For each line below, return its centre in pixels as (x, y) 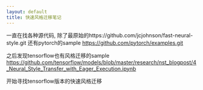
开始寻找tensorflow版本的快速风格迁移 (54, 81)
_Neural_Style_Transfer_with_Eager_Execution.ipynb (71, 68)
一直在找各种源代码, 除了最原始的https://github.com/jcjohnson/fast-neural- (100, 35)
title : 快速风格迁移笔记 (34, 17)
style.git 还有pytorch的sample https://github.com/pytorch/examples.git (95, 43)
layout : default (27, 12)
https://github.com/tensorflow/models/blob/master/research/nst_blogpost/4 (101, 62)
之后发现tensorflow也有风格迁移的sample (58, 55)
